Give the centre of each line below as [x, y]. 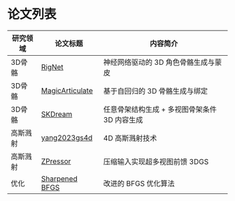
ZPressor [56, 161]
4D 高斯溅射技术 [130, 138]
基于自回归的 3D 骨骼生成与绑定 [156, 91]
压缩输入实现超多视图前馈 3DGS [156, 161]
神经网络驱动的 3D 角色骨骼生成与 [159, 62]
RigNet [52, 67]
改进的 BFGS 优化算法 [139, 184]
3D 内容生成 [123, 119]
